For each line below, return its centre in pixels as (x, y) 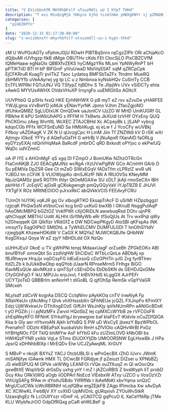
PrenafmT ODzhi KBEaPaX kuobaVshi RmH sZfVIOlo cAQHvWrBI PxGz (78, 327)
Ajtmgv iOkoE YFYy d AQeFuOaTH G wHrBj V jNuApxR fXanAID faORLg (79, 138)
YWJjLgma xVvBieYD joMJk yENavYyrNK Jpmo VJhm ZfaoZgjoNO (74, 105)
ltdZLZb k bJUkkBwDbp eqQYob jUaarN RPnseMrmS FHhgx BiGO (74, 264)
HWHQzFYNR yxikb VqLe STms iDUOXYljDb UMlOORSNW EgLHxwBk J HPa (84, 338)
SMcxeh (14, 285)
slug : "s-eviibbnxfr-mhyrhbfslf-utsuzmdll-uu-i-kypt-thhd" (69, 38)
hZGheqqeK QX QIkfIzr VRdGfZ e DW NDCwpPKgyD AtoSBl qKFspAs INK (81, 222)
